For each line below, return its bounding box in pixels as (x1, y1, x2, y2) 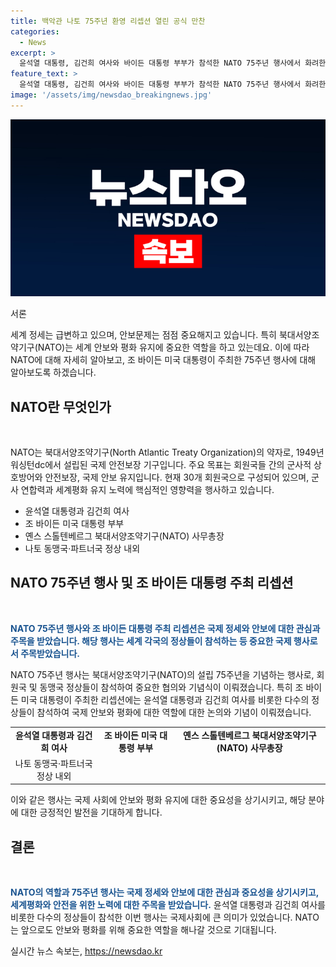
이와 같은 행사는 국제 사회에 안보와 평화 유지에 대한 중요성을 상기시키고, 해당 (10, 794, 307, 806)
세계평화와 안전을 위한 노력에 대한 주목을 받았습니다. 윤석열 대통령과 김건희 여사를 (10, 899, 327, 911)
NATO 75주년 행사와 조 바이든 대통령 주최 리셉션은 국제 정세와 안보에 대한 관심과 (10, 622, 321, 634)
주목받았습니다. (20, 647, 81, 659)
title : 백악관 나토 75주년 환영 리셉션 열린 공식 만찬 (10, 16, 206, 26)
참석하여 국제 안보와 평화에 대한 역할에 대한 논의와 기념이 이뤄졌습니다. (36, 706, 312, 718)
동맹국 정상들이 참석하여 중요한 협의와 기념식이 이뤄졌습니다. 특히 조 (39, 681, 304, 693)
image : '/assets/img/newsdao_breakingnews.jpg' (10, 90, 213, 100)
